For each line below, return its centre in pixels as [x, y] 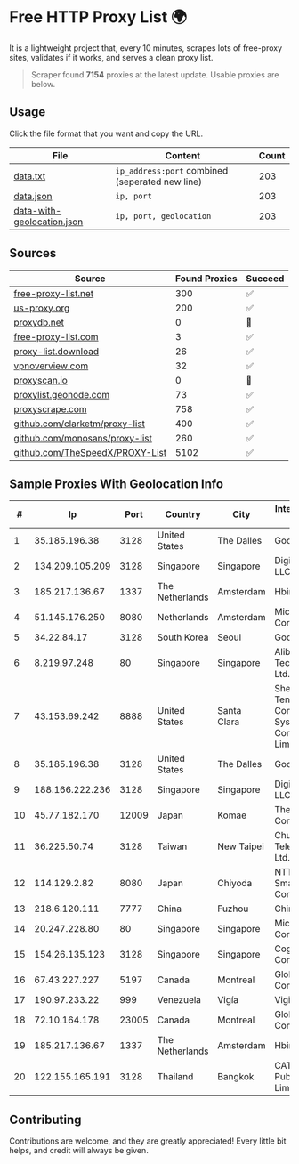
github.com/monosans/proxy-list [83, 438]
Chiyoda [235, 884]
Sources [33, 253]
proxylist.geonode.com [62, 394]
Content [183, 155]
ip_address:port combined [172, 170]
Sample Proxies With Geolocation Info [117, 484]
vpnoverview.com [51, 366]
